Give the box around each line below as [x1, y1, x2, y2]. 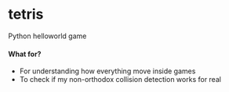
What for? [8, 49, 42, 58]
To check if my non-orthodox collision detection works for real [19, 75, 222, 84]
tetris [8, 5, 44, 23]
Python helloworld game [8, 31, 87, 41]
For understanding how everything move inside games [19, 66, 196, 76]
